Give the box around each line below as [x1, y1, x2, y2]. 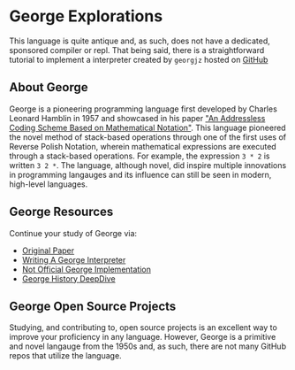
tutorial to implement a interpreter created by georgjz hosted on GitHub [9, 54, 269, 65]
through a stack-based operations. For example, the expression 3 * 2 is [9, 150, 270, 161]
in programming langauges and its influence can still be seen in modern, [9, 169, 272, 180]
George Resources [9, 204, 114, 220]
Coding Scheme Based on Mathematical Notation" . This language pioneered [9, 122, 286, 133]
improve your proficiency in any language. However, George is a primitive [9, 332, 276, 343]
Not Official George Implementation [21, 264, 152, 274]
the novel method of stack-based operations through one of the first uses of [9, 131, 287, 143]
